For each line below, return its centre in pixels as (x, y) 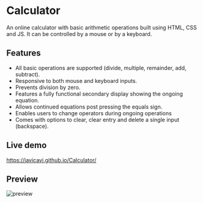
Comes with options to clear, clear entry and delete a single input (97, 119)
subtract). (28, 74)
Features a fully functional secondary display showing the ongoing (99, 94)
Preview (22, 179)
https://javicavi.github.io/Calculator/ (51, 160)
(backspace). (32, 126)
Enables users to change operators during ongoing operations (94, 113)
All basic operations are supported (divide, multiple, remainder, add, (101, 68)
